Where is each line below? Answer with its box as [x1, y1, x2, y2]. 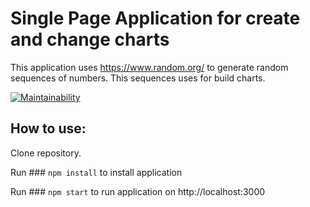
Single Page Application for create [10, 7, 301, 30]
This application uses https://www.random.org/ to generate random [10, 61, 289, 73]
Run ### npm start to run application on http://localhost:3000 [10, 185, 266, 197]
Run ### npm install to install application [10, 166, 183, 178]
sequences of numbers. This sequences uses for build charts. [10, 72, 266, 84]
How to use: [10, 120, 87, 137]
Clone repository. [10, 147, 82, 159]
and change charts [10, 28, 170, 51]
